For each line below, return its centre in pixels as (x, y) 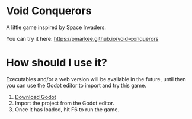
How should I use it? (57, 63)
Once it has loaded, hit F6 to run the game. (67, 109)
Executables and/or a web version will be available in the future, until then (96, 79)
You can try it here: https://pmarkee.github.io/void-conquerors (82, 38)
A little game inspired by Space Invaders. (56, 27)
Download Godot (35, 97)
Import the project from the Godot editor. (64, 103)
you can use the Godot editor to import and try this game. (76, 85)
